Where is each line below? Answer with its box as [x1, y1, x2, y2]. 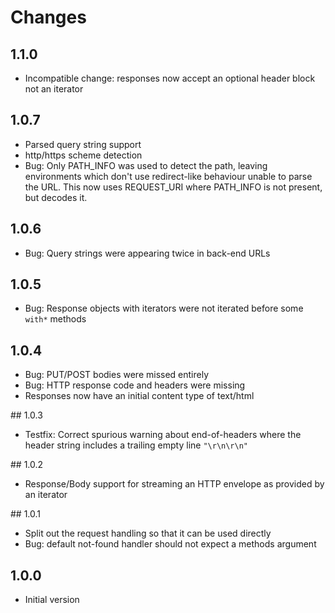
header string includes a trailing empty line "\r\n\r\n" [24, 439, 249, 451]
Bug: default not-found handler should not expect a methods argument [24, 538, 317, 550]
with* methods [24, 313, 87, 325]
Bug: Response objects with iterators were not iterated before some [24, 302, 304, 315]
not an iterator [24, 83, 84, 95]
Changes [10, 6, 87, 29]
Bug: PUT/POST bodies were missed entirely [24, 369, 210, 381]
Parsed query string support [24, 138, 142, 150]
